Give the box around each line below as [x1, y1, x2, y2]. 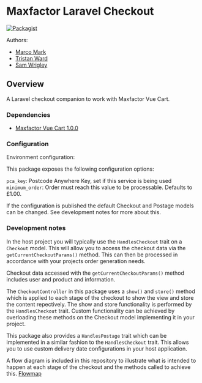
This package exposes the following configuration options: [6, 165, 154, 173]
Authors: [6, 36, 28, 43]
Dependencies [6, 110, 51, 119]
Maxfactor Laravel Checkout [6, 4, 154, 18]
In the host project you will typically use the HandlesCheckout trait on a [6, 237, 182, 245]
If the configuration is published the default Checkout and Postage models [6, 202, 194, 209]
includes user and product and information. [6, 275, 116, 283]
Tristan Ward [15, 54, 48, 62]
